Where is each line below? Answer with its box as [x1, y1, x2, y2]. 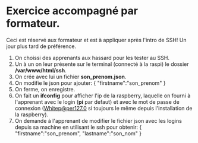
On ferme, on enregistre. [14, 85, 76, 93]
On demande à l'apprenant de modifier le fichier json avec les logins [14, 117, 183, 124]
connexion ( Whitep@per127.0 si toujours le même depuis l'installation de [14, 104, 193, 112]
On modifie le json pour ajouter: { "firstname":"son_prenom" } [14, 79, 166, 87]
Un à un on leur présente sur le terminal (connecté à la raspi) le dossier [14, 61, 189, 68]
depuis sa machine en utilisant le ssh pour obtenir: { [14, 123, 142, 131]
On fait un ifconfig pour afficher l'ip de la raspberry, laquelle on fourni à [14, 92, 191, 99]
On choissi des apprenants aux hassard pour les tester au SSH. [14, 54, 169, 61]
